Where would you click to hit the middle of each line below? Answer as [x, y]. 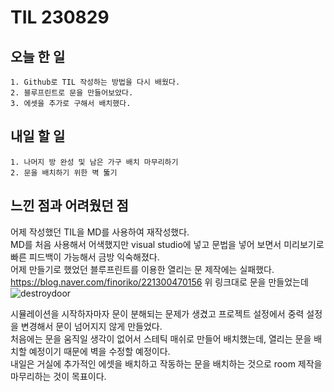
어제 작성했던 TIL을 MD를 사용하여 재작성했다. [100, 232]
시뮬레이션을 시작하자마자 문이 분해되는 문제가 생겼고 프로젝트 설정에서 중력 [157, 313]
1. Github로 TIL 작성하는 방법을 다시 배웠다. [95, 82]
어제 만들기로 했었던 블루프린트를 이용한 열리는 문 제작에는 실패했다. [142, 269]
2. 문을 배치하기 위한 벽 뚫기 [64, 172]
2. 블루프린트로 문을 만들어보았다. [72, 93]
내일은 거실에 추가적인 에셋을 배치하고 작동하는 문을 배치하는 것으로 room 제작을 [166, 363]
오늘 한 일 [38, 56]
